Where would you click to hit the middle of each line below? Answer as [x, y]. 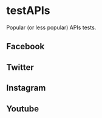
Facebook [25, 47]
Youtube [23, 109]
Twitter [20, 67]
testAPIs [28, 11]
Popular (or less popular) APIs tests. [51, 27]
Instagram [26, 88]
